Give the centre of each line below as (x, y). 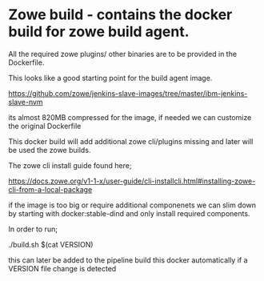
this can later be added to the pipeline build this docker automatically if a (128, 260)
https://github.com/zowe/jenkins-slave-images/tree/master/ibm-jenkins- (128, 93)
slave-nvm (26, 102)
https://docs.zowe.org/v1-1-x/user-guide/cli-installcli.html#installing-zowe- (132, 181)
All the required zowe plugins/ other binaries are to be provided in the (123, 54)
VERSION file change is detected (62, 268)
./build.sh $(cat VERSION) (51, 244)
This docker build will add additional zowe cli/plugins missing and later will (131, 141)
